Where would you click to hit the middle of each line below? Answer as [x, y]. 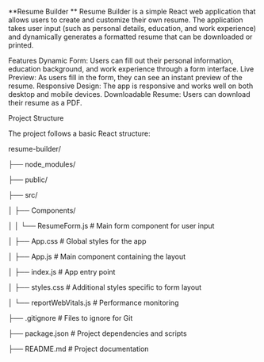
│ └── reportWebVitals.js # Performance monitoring [94, 302]
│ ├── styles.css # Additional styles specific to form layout [105, 287]
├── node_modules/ [42, 164]
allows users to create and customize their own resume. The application [126, 20]
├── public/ [28, 179]
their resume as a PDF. [45, 103]
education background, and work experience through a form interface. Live [131, 69]
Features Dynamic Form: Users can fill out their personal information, [121, 60]
